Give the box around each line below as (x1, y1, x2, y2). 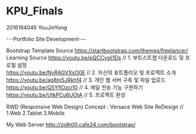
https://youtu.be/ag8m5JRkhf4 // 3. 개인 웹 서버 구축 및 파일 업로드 (6, 76, 166, 83)
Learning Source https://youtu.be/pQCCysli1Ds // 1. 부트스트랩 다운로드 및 (6, 54, 184, 61)
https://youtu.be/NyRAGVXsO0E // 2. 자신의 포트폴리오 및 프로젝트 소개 (6, 68, 176, 76)
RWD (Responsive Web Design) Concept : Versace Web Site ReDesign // (6, 103, 184, 110)
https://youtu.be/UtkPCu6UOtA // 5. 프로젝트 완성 (6, 91, 126, 98)
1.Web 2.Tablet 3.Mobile (6, 109, 66, 117)
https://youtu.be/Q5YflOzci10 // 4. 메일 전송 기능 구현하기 (6, 83, 143, 91)
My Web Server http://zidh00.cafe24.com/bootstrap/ (6, 121, 136, 128)
